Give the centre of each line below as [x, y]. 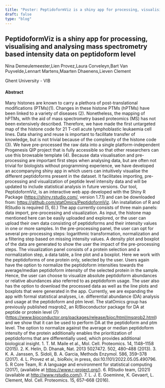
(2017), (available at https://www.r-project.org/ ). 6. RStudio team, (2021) [78, 370]
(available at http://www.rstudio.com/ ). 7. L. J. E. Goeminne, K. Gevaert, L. [80, 375]
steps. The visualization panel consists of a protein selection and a [72, 250]
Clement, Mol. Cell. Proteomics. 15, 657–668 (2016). [57, 380]
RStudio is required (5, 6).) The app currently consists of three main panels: [82, 208]
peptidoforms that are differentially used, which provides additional [73, 338]
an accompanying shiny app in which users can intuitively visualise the [77, 171]
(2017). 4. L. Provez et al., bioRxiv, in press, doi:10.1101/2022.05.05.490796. [81, 359]
